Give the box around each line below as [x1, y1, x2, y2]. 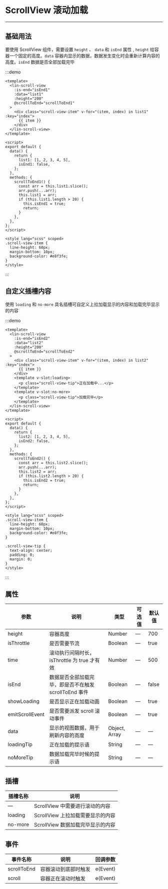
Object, [108, 725, 125, 732]
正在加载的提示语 [49, 741, 90, 748]
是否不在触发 [64, 681, 95, 688]
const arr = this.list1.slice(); [18, 184, 88, 189]
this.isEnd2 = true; [23, 478, 66, 483]
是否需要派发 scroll [49, 707, 94, 714]
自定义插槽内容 [5, 287, 51, 296]
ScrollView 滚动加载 [5, 5, 88, 16]
